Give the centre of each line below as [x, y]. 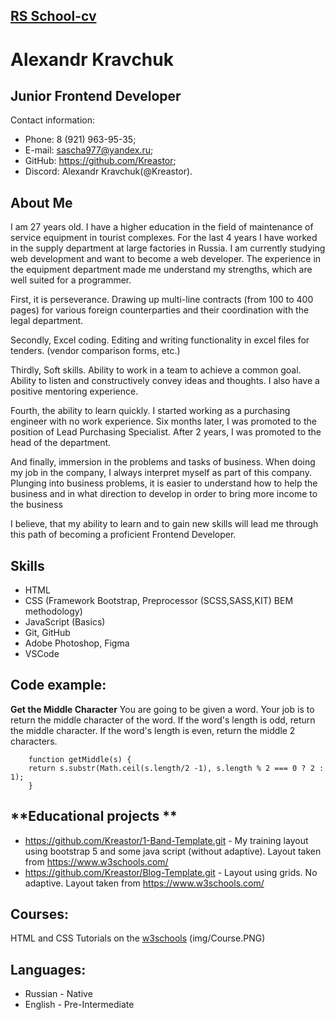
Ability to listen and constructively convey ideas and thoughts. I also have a [165, 381]
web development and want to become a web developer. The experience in [166, 259]
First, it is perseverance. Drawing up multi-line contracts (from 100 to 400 [162, 300]
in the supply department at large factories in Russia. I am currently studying [168, 248]
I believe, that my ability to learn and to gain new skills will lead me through [164, 524]
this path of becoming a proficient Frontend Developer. [123, 535]
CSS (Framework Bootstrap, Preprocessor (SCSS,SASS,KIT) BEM [159, 601]
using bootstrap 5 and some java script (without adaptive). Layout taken [173, 851]
